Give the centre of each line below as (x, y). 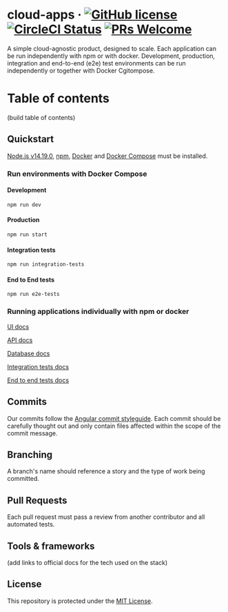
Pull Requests (37, 500)
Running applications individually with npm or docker (98, 312)
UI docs (18, 326)
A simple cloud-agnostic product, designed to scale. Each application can (112, 48)
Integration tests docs (38, 366)
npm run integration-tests (46, 265)
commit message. (32, 433)
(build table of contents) (41, 117)
